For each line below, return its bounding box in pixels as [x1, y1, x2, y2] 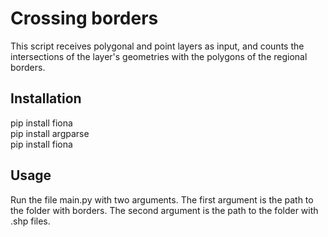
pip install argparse [10, 127, 90, 139]
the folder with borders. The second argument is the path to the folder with [10, 204, 319, 216]
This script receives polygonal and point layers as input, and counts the [10, 40, 305, 52]
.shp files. [10, 215, 51, 227]
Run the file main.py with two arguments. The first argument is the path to [10, 193, 314, 206]
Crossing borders [10, 7, 159, 30]
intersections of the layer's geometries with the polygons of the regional [10, 50, 308, 62]
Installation [10, 90, 82, 107]
